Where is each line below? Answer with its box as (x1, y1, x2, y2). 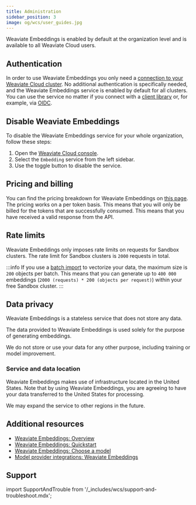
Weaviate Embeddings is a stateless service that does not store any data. (6, 315, 183, 322)
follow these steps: (6, 139, 51, 145)
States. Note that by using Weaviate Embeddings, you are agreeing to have (6, 384, 187, 391)
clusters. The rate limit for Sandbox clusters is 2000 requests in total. (6, 252, 170, 259)
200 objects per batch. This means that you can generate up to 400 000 (6, 270, 177, 277)
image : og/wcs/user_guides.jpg (6, 19, 82, 25)
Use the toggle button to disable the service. (14, 162, 122, 169)
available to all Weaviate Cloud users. (6, 42, 97, 49)
